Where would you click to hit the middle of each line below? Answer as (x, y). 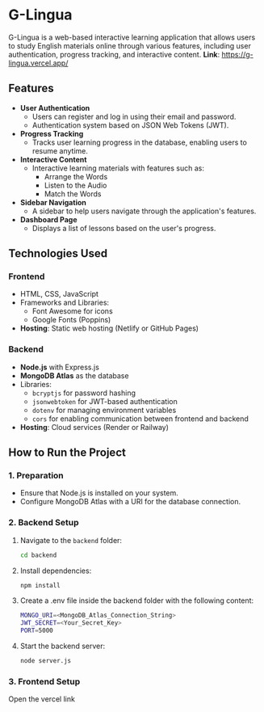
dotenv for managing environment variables (104, 410)
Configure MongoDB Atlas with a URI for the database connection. (130, 502)
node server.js (46, 661)
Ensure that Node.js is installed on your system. (99, 493)
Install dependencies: (56, 571)
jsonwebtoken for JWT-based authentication (105, 401)
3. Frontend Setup (44, 681)
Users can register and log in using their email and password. (134, 116)
